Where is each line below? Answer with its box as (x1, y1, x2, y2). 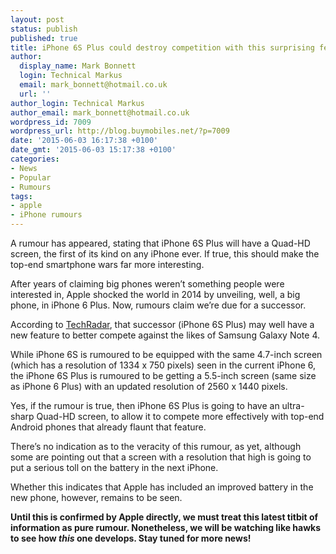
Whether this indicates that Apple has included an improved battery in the (10, 481, 314, 493)
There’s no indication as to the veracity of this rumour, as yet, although (10, 441, 302, 452)
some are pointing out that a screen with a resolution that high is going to (10, 451, 312, 463)
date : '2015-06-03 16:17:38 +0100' (10, 136, 159, 146)
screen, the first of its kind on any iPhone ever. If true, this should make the (10, 248, 320, 260)
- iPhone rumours (10, 210, 83, 220)
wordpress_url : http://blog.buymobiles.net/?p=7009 (10, 126, 230, 136)
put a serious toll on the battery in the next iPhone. (10, 462, 219, 473)
